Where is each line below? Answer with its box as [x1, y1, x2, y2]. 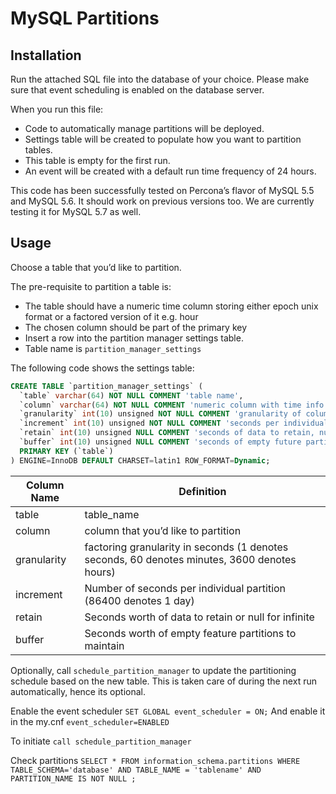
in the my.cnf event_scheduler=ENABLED [10, 715, 170, 727]
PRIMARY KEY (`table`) [19, 446, 114, 456]
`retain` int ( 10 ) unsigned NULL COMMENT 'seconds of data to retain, [19, 428, 315, 438]
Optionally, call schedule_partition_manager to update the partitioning [10, 664, 297, 676]
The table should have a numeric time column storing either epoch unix [24, 300, 319, 312]
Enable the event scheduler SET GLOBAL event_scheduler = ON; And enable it [10, 705, 326, 717]
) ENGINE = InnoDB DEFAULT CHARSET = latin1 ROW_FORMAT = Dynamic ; [10, 455, 271, 466]
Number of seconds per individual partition [84, 581, 287, 595]
